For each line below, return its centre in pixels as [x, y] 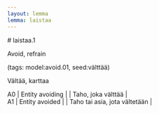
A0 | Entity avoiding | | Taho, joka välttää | [67, 94]
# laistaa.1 [21, 40]
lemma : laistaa [29, 20]
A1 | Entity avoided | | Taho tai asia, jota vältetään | [80, 101]
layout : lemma [28, 14]
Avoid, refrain [27, 54]
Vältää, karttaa [28, 80]
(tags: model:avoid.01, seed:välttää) [58, 67]
